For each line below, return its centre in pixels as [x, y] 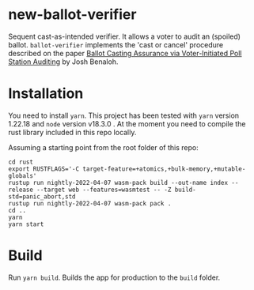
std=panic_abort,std [42, 196]
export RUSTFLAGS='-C [44, 169]
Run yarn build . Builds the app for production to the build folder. [114, 277]
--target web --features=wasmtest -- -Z [104, 190]
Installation [46, 94]
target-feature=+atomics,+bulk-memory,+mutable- [164, 169]
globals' [23, 175]
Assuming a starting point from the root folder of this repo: [104, 147]
